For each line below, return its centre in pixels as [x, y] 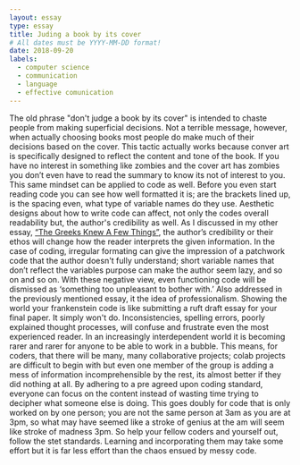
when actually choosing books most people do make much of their [132, 137]
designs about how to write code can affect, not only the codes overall [139, 213]
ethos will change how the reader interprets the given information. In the [142, 241]
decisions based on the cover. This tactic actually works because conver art [149, 146]
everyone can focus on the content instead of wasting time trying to [134, 393]
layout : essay [36, 17]
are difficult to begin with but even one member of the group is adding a [142, 365]
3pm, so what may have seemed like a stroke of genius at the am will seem [147, 422]
